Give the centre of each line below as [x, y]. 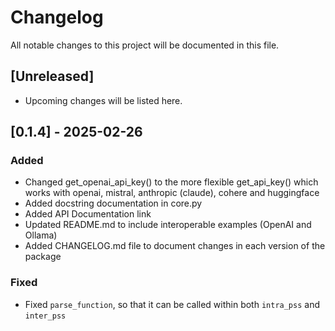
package [43, 257]
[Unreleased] [52, 76]
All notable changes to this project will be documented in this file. [145, 45]
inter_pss [45, 316]
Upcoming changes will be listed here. [103, 100]
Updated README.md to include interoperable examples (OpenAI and [168, 225]
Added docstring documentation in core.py [113, 203]
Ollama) [41, 235]
